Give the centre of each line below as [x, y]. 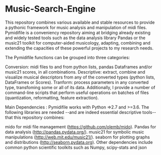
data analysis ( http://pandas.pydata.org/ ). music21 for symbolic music [74, 132]
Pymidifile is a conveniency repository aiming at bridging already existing [78, 32]
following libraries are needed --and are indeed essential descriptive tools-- [80, 112]
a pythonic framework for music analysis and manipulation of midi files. [76, 27]
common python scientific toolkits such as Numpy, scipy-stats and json [76, 147]
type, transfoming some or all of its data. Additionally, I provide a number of [80, 87]
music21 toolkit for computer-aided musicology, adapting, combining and [78, 43]
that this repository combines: [35, 117]
